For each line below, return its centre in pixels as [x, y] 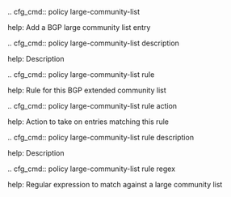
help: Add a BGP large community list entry [79, 27]
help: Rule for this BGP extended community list [87, 90]
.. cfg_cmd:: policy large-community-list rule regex [91, 169]
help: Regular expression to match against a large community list [115, 184]
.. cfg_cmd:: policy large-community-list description [93, 43]
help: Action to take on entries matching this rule [88, 122]
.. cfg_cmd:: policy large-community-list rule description [101, 137]
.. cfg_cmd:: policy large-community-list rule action [92, 106]
